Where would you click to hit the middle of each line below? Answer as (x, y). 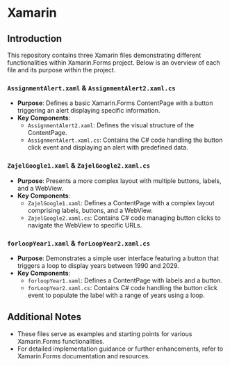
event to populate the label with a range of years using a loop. (116, 295)
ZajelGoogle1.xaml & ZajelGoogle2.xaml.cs (79, 166)
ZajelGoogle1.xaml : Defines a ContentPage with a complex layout (121, 202)
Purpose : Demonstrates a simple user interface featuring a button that (118, 258)
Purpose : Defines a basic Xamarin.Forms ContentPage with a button (115, 103)
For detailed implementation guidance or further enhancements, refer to (120, 349)
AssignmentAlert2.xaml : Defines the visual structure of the (111, 125)
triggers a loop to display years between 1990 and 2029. (98, 265)
